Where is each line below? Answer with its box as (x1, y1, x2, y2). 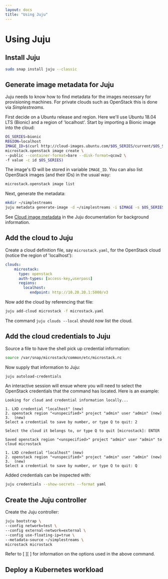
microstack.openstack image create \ (5, 148, 84, 153)
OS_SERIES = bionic (5, 134, 41, 139)
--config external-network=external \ (5, 528, 86, 533)
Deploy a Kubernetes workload (5, 565, 103, 574)
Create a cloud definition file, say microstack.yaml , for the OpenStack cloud (5, 247, 161, 253)
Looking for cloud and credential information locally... (5, 398, 128, 403)
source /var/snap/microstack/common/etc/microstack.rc (5, 355, 122, 360)
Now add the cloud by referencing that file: (5, 299, 93, 305)
